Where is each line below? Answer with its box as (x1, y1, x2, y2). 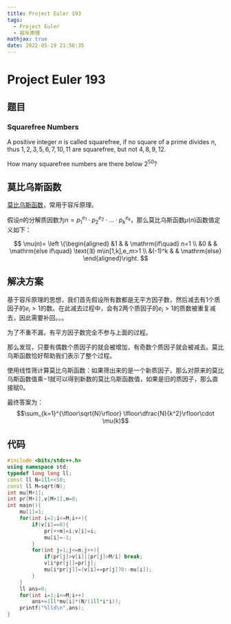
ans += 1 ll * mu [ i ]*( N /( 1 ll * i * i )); (32, 598, 122, 605)
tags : (7, 17, 23, 23)
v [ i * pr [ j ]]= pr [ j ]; (43, 560, 97, 567)
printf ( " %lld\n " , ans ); (19, 605, 85, 612)
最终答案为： (7, 398, 43, 407)
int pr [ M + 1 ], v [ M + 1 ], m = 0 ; (7, 496, 78, 503)
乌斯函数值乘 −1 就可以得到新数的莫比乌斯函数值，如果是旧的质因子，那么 (7, 375, 212, 383)
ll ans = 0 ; (19, 585, 48, 592)
